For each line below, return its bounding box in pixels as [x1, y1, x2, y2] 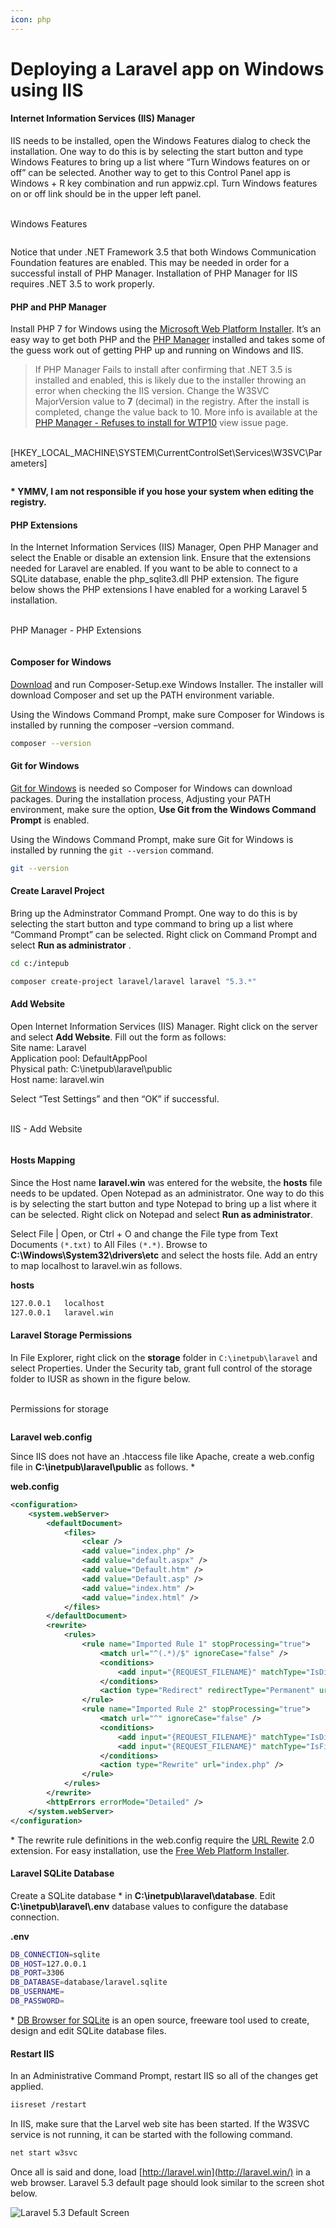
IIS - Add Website [10, 1122, 83, 1135]
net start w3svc [10, 2148, 78, 2158]
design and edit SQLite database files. [10, 2024, 167, 2036]
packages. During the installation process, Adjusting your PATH [10, 792, 272, 805]
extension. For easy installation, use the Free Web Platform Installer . [10, 1844, 290, 1856]
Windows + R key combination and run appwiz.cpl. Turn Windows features [10, 177, 318, 190]
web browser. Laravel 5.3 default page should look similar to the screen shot [10, 2176, 325, 2188]
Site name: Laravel [10, 1041, 87, 1053]
